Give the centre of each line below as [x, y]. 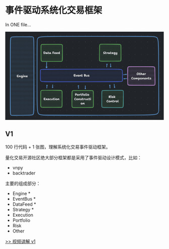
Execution [23, 215]
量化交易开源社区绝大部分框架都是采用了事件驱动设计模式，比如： [73, 157]
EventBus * [24, 199]
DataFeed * [24, 204]
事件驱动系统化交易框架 [54, 10]
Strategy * [23, 209]
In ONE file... [18, 24]
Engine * [21, 193]
